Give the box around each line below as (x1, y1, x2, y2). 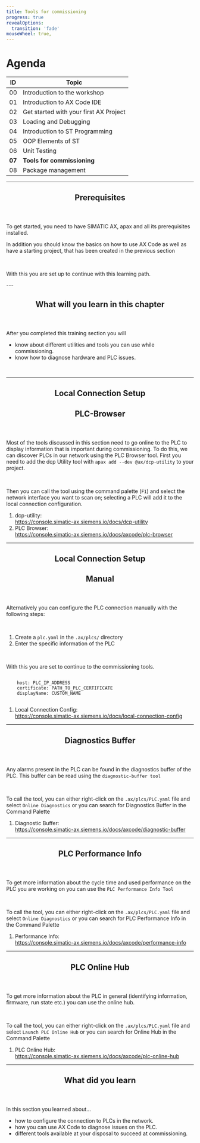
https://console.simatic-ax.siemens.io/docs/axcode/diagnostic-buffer (14, 826, 186, 833)
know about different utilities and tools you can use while (14, 341, 155, 348)
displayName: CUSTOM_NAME (17, 691, 82, 697)
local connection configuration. (6, 500, 83, 507)
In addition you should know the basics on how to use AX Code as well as (6, 241, 187, 248)
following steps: (6, 611, 45, 618)
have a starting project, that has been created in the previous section (6, 247, 176, 255)
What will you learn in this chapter (35, 299, 165, 310)
